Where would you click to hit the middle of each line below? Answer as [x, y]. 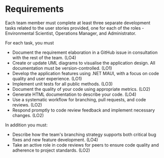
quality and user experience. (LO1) [47, 79]
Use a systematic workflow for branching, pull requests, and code [79, 99]
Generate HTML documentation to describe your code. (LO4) [74, 94]
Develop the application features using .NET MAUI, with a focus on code [85, 73]
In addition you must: [26, 125]
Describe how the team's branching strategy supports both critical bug [84, 134]
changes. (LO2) [28, 115]
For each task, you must [30, 42]
